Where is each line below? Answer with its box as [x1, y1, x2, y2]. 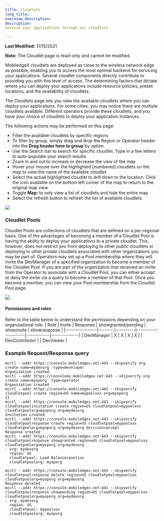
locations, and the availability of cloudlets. [5, 88, 90, 94]
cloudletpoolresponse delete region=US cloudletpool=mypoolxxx [5, 472, 137, 477]
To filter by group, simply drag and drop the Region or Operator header [12, 138, 156, 144]
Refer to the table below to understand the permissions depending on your [5, 316, 156, 322]
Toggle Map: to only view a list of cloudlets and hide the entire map [12, 190, 148, 196]
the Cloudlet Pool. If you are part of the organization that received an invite [5, 264, 156, 270]
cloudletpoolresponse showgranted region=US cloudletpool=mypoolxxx [5, 438, 148, 443]
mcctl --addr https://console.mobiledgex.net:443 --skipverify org [5, 360, 146, 366]
